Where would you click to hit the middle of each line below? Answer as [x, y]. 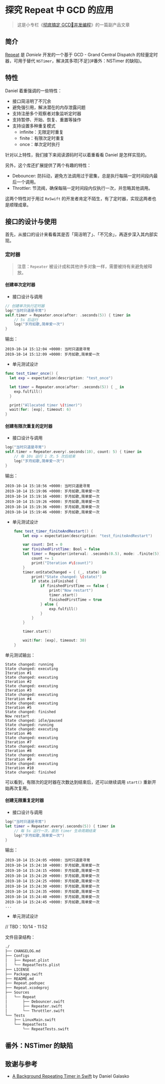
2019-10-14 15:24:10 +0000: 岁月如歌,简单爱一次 [52, 866]
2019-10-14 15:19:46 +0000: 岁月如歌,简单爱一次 [52, 512]
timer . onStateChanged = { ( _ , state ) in [65, 572]
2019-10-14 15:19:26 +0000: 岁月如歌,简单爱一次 [52, 502]
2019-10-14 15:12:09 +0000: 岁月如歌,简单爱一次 [52, 355]
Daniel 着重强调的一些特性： [34, 90]
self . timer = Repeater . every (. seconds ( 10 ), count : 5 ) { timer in [73, 452]
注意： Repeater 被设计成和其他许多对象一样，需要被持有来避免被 [82, 266]
